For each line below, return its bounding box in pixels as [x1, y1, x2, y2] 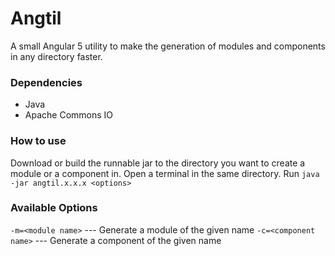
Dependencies [10, 75, 83, 89]
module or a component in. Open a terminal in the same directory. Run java [10, 167, 320, 179]
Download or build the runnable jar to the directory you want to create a [10, 157, 306, 169]
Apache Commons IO [24, 109, 114, 121]
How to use [10, 134, 67, 148]
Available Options [10, 201, 98, 215]
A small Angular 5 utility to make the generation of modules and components [10, 40, 326, 52]
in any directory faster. [10, 50, 103, 62]
